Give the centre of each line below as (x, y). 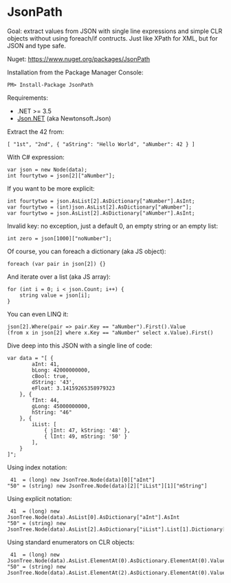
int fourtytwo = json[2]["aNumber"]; (61, 176)
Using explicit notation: (40, 498)
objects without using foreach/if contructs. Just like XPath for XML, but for (112, 38)
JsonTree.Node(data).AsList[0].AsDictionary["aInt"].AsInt (93, 517)
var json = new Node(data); (47, 169)
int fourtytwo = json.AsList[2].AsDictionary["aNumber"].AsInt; (101, 201)
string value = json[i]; (55, 295)
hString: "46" (52, 412)
